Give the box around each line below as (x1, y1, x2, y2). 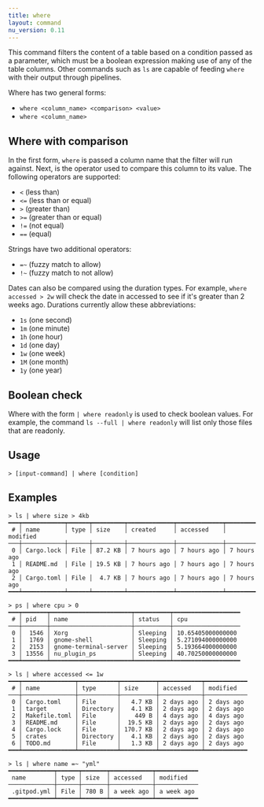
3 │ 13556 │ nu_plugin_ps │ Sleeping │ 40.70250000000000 (11, 650, 237, 657)
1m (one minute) (19, 324, 71, 333)
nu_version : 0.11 (8, 26, 65, 34)
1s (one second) (19, 316, 72, 325)
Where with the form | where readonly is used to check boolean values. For (8, 409, 254, 418)
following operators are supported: (8, 172, 121, 182)
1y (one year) (19, 365, 63, 375)
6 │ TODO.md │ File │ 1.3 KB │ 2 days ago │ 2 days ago (11, 739, 244, 747)
